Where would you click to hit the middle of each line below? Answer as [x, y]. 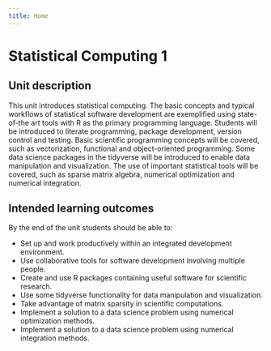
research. [36, 287]
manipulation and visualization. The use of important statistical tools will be [133, 165]
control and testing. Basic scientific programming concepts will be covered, [134, 139]
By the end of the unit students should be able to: [91, 228]
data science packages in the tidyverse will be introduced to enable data [129, 157]
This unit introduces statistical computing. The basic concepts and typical [131, 105]
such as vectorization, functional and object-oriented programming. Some [132, 148]
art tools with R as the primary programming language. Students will [144, 122]
